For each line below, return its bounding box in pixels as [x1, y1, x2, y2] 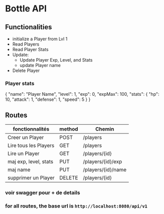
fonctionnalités [13, 126, 50, 133]
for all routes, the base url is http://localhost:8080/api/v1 [5, 202, 148, 209]
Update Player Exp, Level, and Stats [19, 57, 93, 63]
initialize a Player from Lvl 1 [12, 36, 68, 42]
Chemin [95, 126, 114, 133]
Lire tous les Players [7, 142, 55, 149]
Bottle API [5, 3, 47, 14]
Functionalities [5, 23, 52, 31]
